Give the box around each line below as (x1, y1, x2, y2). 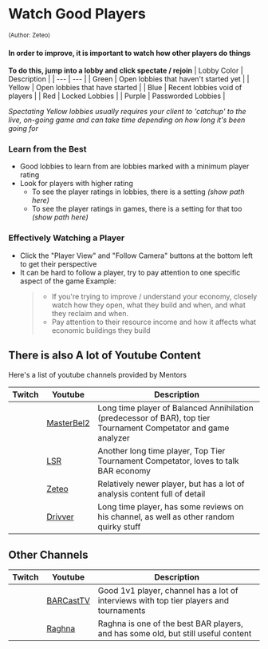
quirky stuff (97, 520, 141, 532)
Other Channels (8, 548, 89, 561)
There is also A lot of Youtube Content (8, 349, 201, 362)
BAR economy (97, 465, 152, 476)
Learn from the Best (8, 144, 87, 155)
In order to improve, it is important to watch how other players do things (8, 48, 251, 57)
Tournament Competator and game (97, 422, 230, 433)
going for (8, 124, 38, 133)
